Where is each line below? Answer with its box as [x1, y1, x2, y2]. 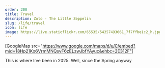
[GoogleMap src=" [5, 43, 43, 49]
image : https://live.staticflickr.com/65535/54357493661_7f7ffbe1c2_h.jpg [5, 30, 162, 34]
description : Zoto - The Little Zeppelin [5, 16, 91, 21]
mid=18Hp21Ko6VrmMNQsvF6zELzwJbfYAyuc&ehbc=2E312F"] [5, 48, 134, 54]
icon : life [5, 25, 27, 30]
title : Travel [5, 12, 34, 17]
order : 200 [5, 7, 27, 12]
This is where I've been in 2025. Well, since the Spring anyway [5, 58, 132, 63]
